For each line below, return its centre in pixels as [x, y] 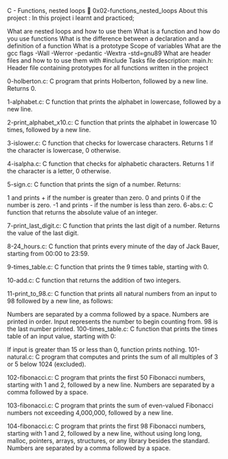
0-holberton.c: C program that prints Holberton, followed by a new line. [107, 81]
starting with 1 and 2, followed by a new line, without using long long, [105, 433]
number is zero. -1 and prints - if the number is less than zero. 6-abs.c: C [110, 205]
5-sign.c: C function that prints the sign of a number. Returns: [94, 184]
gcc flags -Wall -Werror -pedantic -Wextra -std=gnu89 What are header [109, 53]
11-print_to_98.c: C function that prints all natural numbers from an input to [112, 293]
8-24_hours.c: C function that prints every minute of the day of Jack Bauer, [113, 246]
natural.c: [21, 357]
